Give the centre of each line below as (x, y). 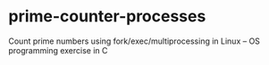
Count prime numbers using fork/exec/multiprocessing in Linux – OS (134, 41)
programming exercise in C (58, 50)
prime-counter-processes (107, 16)
